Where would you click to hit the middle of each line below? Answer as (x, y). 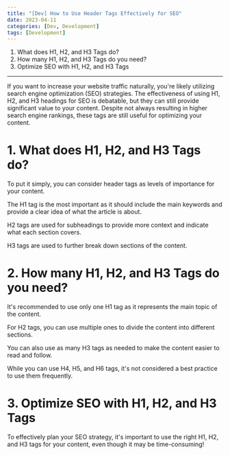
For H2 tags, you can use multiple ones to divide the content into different (111, 328)
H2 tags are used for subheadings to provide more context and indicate (108, 225)
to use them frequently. (40, 376)
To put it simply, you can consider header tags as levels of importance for (111, 184)
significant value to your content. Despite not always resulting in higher (107, 108)
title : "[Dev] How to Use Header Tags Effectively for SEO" (95, 13)
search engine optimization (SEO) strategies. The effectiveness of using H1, (114, 94)
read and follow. (30, 355)
